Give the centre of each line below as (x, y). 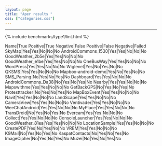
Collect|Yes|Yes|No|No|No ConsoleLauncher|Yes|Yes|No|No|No (69, 118)
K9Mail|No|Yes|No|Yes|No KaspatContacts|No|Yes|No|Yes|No (67, 133)
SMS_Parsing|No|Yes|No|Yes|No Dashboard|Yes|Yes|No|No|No (68, 77)
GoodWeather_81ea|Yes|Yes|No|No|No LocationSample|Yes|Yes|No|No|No (80, 123)
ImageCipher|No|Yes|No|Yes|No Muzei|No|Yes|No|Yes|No (63, 139)
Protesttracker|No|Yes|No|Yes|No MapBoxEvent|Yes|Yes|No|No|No (72, 92)
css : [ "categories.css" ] (30, 18)
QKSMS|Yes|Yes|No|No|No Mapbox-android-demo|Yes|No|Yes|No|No (75, 72)
